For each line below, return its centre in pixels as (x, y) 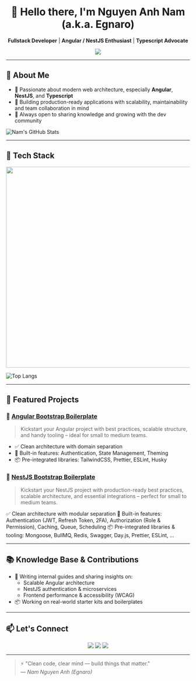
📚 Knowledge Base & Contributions (72, 560)
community (28, 120)
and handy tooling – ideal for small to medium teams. (84, 435)
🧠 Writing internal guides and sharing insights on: (73, 577)
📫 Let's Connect (37, 629)
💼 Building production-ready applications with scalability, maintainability (101, 102)
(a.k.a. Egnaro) (98, 24)
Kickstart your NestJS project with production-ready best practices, (102, 490)
